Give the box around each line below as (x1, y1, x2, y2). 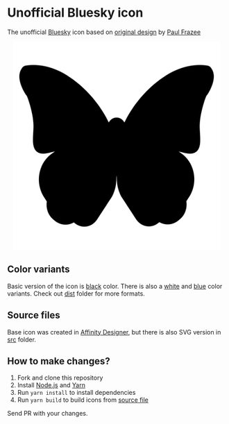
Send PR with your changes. (7, 409, 88, 418)
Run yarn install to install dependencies (17, 389, 136, 397)
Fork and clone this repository (17, 373, 103, 382)
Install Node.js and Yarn (17, 381, 85, 389)
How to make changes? (7, 355, 110, 367)
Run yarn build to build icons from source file (17, 396, 149, 404)
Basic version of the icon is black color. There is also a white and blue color (7, 282, 223, 290)
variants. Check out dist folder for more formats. (7, 289, 146, 298)
